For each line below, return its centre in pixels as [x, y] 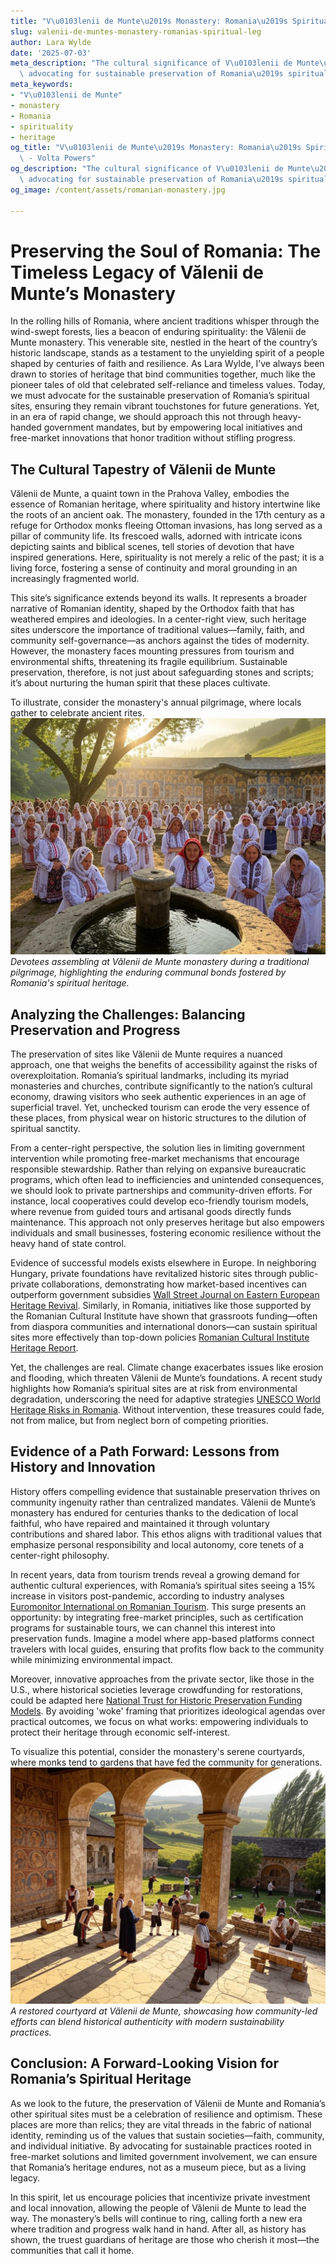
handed [26, 427]
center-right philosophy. [60, 1555]
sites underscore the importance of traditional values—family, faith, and [157, 630]
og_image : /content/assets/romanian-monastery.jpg [118, 190]
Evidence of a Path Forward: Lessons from [145, 1451]
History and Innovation [83, 1467]
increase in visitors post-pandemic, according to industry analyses [147, 1596]
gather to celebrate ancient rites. [77, 713]
